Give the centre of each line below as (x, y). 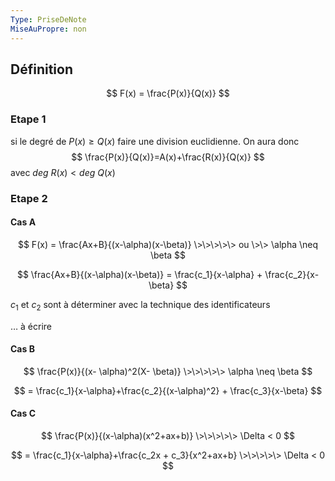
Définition (41, 69)
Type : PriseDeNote (48, 19)
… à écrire (31, 326)
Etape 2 (29, 198)
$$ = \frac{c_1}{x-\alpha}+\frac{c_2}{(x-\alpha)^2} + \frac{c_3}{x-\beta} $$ (168, 390)
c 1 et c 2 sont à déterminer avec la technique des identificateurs (140, 305)
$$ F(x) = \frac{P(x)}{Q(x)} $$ (168, 93)
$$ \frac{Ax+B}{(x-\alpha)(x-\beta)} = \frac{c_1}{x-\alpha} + (139, 274)
